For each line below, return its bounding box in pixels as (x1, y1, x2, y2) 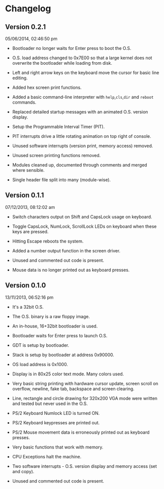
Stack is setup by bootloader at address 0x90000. (12, 352, 114, 358)
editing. (12, 75, 28, 81)
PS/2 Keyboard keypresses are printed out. (12, 419, 100, 425)
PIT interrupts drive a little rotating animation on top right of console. (12, 133, 152, 139)
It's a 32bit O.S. (12, 304, 44, 310)
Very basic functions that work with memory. (12, 444, 103, 450)
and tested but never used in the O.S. (12, 401, 88, 407)
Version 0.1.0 (5, 281, 46, 289)
